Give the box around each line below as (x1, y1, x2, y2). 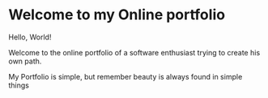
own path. (8, 56, 42, 66)
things (8, 80, 30, 90)
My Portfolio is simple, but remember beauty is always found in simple (8, 71, 243, 81)
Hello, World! (8, 32, 52, 42)
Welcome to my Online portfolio (8, 6, 225, 24)
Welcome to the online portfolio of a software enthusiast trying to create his (8, 47, 261, 57)
